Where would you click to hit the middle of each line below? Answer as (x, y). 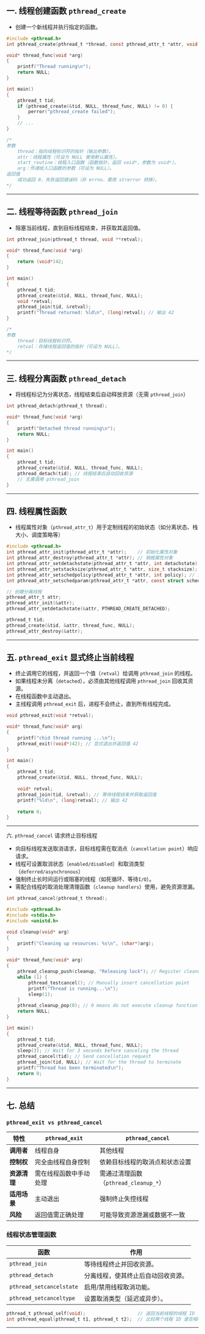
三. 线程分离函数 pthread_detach (66, 378)
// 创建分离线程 (24, 592)
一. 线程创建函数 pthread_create (66, 11)
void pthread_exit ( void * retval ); (50, 716)
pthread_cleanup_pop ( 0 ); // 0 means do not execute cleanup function (108, 1006)
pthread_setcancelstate (44, 1287)
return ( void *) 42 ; (41, 262)
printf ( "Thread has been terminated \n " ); (70, 1068)
